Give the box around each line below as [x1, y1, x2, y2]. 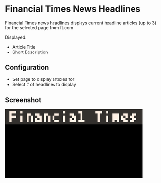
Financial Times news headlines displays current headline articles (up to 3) [5, 20, 157, 26]
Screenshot [5, 96, 42, 104]
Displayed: [5, 34, 27, 40]
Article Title [12, 44, 36, 50]
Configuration [5, 63, 49, 72]
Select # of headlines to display [12, 81, 76, 87]
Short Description [12, 49, 48, 55]
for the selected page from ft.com [5, 25, 74, 30]
